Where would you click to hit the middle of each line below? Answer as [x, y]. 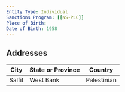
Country [101, 70]
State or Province [55, 70]
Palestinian [101, 80]
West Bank [45, 80]
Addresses [27, 53]
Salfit [16, 80]
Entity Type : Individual [37, 12]
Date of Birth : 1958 [32, 29]
